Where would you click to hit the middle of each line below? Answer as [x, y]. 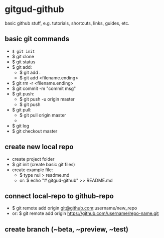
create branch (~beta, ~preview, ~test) [67, 229]
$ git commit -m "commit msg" [44, 88]
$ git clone [23, 56]
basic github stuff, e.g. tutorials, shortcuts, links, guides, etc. [67, 23]
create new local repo [39, 147]
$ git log [21, 126]
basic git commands [37, 39]
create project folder [33, 159]
